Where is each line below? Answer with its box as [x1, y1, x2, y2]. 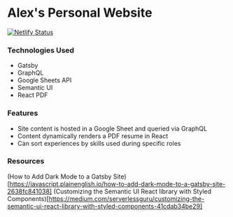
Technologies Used [7, 45, 75, 55]
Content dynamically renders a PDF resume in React [17, 131, 169, 140]
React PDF [17, 91, 48, 99]
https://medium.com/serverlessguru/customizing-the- [48, 194, 205, 203]
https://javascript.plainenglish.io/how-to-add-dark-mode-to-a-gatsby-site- [9, 179, 226, 188]
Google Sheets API [17, 76, 72, 84]
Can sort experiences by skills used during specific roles [17, 139, 181, 147]
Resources [7, 156, 45, 166]
